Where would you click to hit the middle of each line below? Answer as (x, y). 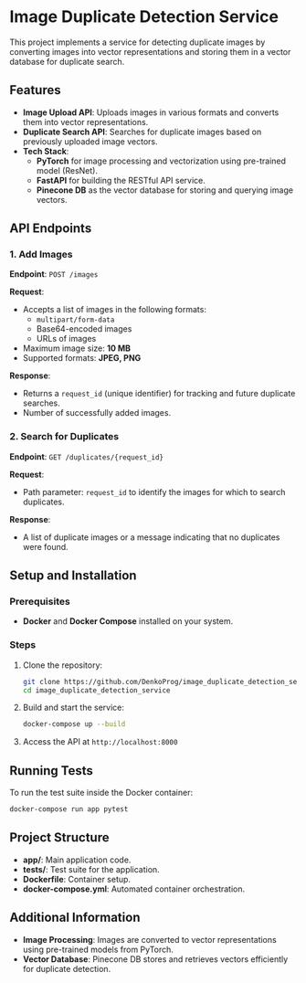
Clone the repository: (63, 665)
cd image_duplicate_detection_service (96, 690)
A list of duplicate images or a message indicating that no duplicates (151, 537)
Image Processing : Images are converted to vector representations (149, 939)
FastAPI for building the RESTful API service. (121, 180)
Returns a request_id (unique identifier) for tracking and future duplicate (159, 394)
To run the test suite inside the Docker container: (101, 793)
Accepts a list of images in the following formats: (115, 310)
